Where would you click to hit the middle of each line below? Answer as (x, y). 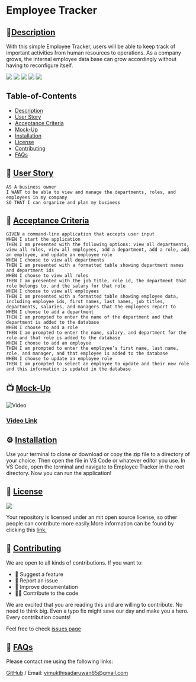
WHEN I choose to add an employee (49, 343)
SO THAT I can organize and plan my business (63, 202)
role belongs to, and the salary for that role (66, 286)
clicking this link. (27, 530)
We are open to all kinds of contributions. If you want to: (75, 563)
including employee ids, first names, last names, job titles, (86, 302)
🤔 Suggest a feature (39, 574)
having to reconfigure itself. (40, 65)
